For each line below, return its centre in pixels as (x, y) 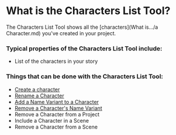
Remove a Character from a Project (57, 114)
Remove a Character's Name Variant (58, 108)
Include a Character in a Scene (52, 120)
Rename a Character (39, 96)
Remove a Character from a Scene (56, 127)
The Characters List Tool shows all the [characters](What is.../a (82, 27)
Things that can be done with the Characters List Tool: (85, 76)
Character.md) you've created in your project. (61, 33)
